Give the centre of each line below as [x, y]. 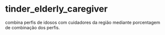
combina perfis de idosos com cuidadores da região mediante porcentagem [82, 22]
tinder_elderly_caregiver [56, 9]
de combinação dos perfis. [33, 27]
